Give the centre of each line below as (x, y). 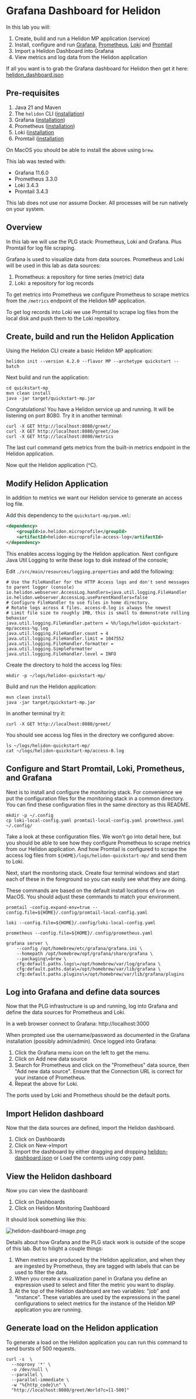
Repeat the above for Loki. (47, 1084)
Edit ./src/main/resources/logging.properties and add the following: (90, 571)
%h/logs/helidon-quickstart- (146, 623)
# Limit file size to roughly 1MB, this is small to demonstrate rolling (98, 613)
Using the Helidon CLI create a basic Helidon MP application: (80, 351)
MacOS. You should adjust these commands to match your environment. (93, 897)
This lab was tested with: (36, 161)
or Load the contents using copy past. (99, 1158)
